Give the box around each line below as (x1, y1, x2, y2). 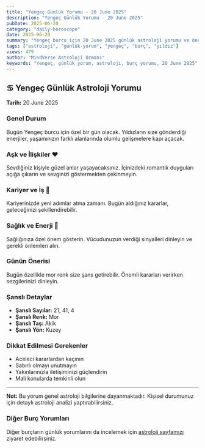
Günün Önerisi (6, 257, 51, 266)
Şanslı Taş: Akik (15, 319, 56, 327)
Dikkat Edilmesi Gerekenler (6, 342, 88, 350)
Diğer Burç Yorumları (6, 414, 70, 423)
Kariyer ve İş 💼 (6, 185, 50, 194)
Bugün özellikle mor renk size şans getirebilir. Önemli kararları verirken (6, 271, 184, 278)
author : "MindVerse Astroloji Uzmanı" (6, 54, 105, 61)
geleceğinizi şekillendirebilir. (6, 206, 77, 214)
